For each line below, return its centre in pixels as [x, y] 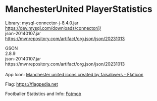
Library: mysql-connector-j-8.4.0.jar [42, 23]
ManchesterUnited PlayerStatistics [79, 9]
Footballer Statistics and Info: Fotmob [43, 94]
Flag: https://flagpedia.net [32, 84]
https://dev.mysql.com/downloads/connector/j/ [53, 28]
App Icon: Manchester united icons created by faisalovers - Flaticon [74, 74]
